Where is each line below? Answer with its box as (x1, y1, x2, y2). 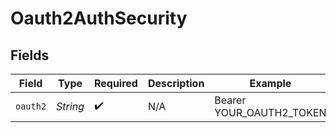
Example (249, 77, 292, 90)
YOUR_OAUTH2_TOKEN (214, 106, 327, 119)
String (56, 100, 85, 113)
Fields (10, 47, 50, 64)
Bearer (214, 93, 247, 107)
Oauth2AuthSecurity (10, 7, 188, 30)
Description (147, 77, 205, 90)
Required (93, 77, 138, 90)
